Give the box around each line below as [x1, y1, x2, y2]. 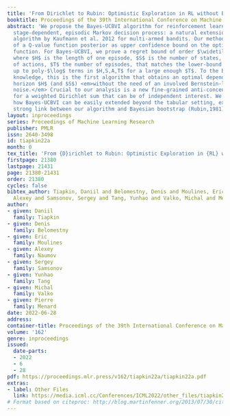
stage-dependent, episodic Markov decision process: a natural [13, 29, 197, 36]
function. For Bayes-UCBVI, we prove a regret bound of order [13, 49, 194, 56]
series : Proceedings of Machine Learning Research [7, 118, 155, 125]
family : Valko [13, 291, 53, 297]
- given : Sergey [7, 258, 53, 265]
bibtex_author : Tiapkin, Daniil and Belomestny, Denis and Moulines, [7, 188, 210, 195]
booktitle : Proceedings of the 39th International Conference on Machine [7, 16, 222, 23]
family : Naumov [13, 252, 57, 259]
